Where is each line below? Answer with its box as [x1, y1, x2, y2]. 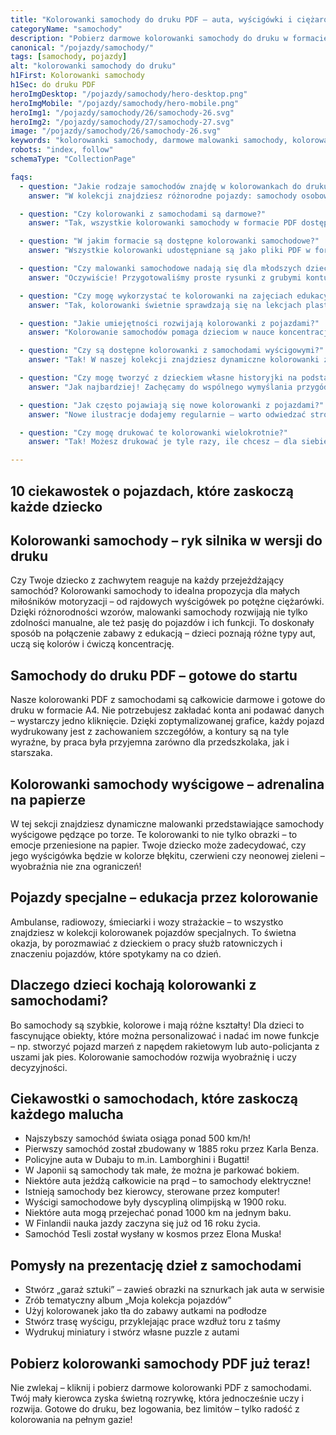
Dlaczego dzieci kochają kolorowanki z [10, 977, 257, 994]
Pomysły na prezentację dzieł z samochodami [10, 1257, 302, 1274]
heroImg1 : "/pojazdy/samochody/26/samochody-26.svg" [10, 107, 235, 118]
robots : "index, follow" [10, 145, 114, 155]
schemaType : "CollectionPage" [10, 154, 137, 164]
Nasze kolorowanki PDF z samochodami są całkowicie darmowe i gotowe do [10, 694, 326, 706]
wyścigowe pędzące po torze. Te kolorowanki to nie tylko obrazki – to [10, 828, 298, 840]
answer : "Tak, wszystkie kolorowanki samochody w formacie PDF [28, 218, 298, 228]
